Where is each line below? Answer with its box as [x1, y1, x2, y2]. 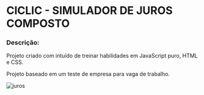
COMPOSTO [6, 16, 70, 30]
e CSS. [6, 58, 24, 66]
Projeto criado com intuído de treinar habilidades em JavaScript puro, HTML [6, 52, 199, 60]
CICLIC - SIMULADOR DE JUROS [6, 4, 173, 18]
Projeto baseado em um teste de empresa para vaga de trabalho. [6, 71, 170, 78]
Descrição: [6, 38, 40, 47]
